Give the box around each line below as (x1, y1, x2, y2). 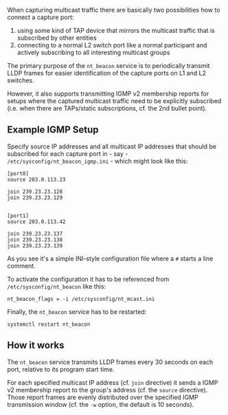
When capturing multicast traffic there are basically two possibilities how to (7, 6, 220, 14)
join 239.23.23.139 (7, 242, 63, 249)
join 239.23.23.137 (7, 230, 63, 237)
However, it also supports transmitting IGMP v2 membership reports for (7, 89, 209, 98)
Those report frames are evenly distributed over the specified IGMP (7, 393, 198, 401)
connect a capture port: (7, 13, 74, 21)
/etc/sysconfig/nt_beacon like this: (7, 282, 106, 291)
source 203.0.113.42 (7, 218, 67, 225)
